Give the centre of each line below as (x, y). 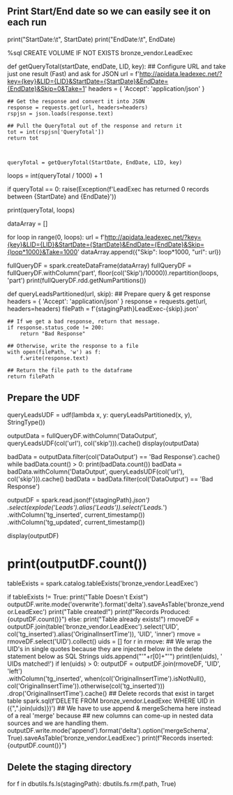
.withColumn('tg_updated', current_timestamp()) (76, 522)
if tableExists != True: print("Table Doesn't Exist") (78, 597)
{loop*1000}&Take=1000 (43, 251)
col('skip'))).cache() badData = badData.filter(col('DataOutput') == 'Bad (110, 479)
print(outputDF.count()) (77, 563)
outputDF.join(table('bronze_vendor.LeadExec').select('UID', (93, 626)
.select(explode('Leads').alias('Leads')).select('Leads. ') (87, 507)
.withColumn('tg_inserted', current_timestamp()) (76, 515)
